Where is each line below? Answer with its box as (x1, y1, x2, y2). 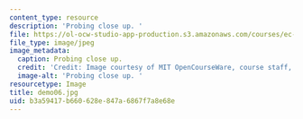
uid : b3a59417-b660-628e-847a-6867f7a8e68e (9, 96, 176, 106)
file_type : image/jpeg (9, 38, 95, 47)
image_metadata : (9, 47, 70, 55)
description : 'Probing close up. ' (9, 21, 143, 30)
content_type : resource (9, 13, 99, 22)
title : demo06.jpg (9, 88, 78, 97)
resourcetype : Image (9, 80, 87, 89)
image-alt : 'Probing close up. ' (17, 72, 143, 81)
